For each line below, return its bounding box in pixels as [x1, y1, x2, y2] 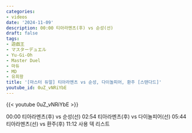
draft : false [6, 30, 38, 36]
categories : [6, 8, 35, 15]
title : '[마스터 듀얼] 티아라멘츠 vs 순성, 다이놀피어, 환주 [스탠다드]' [6, 80, 162, 86]
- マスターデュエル [6, 47, 47, 53]
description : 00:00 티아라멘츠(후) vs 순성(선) [6, 25, 113, 31]
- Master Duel [6, 57, 41, 63]
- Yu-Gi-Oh [6, 52, 33, 58]
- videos [6, 14, 28, 20]
